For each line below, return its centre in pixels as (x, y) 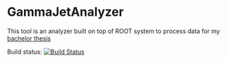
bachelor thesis (29, 38)
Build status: (25, 52)
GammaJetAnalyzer (65, 12)
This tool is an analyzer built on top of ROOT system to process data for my (113, 31)
